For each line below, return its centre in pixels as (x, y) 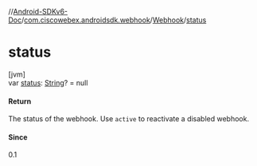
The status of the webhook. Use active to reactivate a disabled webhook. (128, 119)
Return (20, 101)
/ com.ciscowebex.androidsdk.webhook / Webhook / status (114, 20)
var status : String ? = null (48, 82)
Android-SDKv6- (41, 12)
